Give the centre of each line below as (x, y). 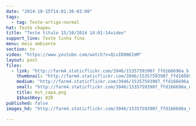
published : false (27, 103)
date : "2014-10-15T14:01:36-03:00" (49, 11)
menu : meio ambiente (31, 44)
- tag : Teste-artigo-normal (45, 22)
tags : (13, 17)
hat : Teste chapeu (28, 28)
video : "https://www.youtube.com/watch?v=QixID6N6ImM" (74, 55)
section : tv (20, 49)
